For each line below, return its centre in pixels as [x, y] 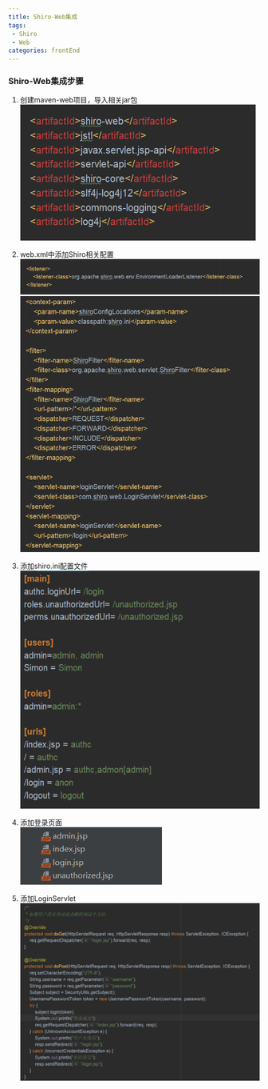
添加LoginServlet [48, 899]
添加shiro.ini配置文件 [54, 566]
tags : [17, 25]
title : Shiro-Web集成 [43, 17]
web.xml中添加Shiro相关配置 [67, 254]
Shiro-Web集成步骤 [46, 82]
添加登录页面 [41, 823]
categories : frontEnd [44, 51]
